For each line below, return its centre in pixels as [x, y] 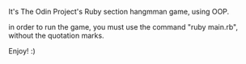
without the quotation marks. [56, 36]
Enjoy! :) [22, 51]
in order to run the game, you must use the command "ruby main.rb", [123, 27]
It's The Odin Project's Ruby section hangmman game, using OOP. [119, 12]
